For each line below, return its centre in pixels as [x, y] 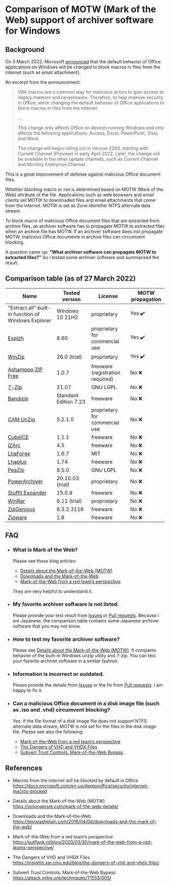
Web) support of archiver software [79, 20]
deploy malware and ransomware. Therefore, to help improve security [90, 97]
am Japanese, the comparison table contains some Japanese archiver [86, 620]
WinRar [16, 501]
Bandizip [18, 398]
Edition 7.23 [71, 402]
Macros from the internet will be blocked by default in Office [75, 780]
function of [26, 314]
